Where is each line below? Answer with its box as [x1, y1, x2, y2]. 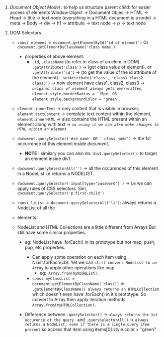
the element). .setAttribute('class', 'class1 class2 [32, 75, 143, 80]
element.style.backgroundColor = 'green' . [32, 96, 121, 102]
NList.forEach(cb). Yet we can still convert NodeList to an [32, 259, 157, 265]
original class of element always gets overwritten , [32, 85, 143, 91]
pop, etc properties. [24, 244, 66, 250]
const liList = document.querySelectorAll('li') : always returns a [17, 199, 157, 205]
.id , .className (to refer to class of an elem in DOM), [32, 59, 141, 64]
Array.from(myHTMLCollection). [32, 303, 97, 308]
